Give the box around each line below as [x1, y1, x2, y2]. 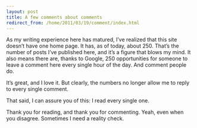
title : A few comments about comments [6, 14, 102, 20]
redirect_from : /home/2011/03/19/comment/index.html [6, 20, 140, 26]
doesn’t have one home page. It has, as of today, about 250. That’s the [6, 42, 180, 49]
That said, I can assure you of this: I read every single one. [6, 97, 150, 104]
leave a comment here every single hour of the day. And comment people [6, 61, 187, 68]
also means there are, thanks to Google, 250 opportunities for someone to [6, 55, 188, 63]
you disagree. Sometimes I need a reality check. [6, 115, 124, 122]
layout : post [6, 8, 39, 15]
